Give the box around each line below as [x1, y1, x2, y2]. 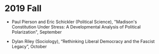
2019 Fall [4, 3, 42, 14]
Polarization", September [11, 29, 62, 35]
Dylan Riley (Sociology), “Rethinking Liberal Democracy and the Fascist [11, 38, 155, 44]
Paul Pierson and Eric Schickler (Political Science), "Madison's [11, 19, 137, 25]
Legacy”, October [11, 43, 47, 49]
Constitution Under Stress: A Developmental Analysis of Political [11, 24, 141, 29]
